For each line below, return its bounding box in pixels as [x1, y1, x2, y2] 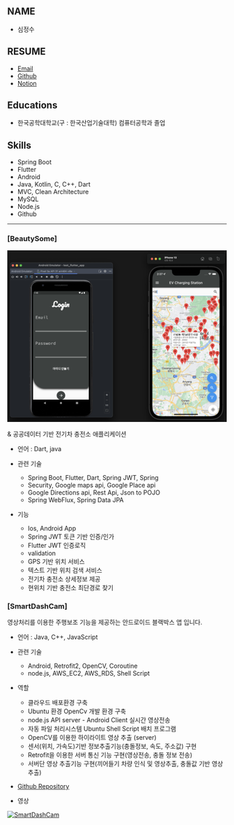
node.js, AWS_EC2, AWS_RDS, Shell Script [27, 669, 150, 678]
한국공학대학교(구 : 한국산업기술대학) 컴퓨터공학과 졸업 [17, 119, 166, 127]
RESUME [7, 45, 46, 58]
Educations [7, 99, 58, 111]
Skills [7, 139, 31, 151]
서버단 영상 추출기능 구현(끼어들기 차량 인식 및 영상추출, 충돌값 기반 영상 [27, 759, 224, 768]
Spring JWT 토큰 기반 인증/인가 [27, 532, 115, 541]
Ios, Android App [27, 524, 77, 532]
